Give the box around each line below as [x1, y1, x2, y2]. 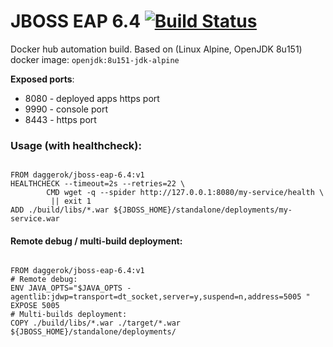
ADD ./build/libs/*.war [10, 205, 110, 215]
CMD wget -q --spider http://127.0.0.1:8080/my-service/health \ [46, 188, 325, 198]
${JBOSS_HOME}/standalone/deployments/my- [113, 205, 293, 215]
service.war [10, 214, 60, 224]
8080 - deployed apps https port [24, 92, 160, 104]
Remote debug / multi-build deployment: [10, 235, 183, 247]
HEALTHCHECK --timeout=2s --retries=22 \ [10, 179, 186, 189]
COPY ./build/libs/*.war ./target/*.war [10, 318, 182, 329]
